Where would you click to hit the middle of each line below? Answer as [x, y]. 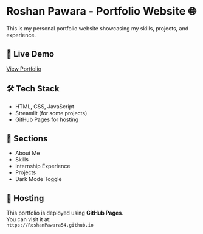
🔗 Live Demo [30, 54]
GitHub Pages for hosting [47, 119]
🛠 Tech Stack [33, 89]
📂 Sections [27, 138]
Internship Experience [43, 166]
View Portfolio [24, 69]
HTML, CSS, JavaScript [45, 106]
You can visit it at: [29, 219]
